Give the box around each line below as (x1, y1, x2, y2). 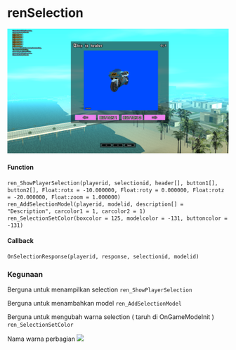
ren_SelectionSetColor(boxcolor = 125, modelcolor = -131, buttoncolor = (7, 215, 228, 222)
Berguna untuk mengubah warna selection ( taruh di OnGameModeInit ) (7, 313, 214, 321)
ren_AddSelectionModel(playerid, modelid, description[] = (7, 201, 184, 208)
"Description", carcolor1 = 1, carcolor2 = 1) (7, 208, 146, 215)
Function (7, 163, 34, 172)
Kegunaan (7, 269, 44, 279)
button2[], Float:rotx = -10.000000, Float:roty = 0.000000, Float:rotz (7, 187, 225, 194)
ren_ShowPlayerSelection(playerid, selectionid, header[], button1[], (7, 180, 218, 187)
